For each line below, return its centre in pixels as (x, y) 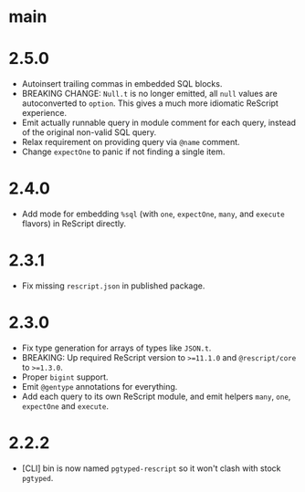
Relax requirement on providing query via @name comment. (131, 142)
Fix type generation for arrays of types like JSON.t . (116, 348)
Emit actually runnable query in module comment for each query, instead (159, 123)
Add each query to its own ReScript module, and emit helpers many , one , (156, 396)
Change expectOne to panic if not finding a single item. (123, 152)
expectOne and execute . (65, 406)
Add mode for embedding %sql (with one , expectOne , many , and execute (153, 214)
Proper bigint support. (65, 377)
